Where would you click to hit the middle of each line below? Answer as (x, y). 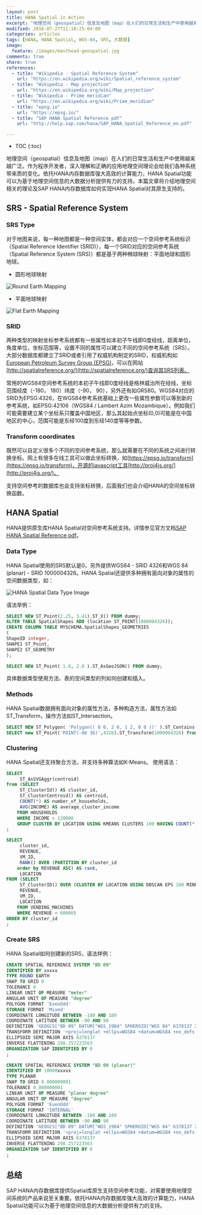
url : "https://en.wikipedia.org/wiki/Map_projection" (86, 90)
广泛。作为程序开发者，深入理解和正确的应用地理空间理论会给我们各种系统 (103, 166)
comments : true (25, 57)
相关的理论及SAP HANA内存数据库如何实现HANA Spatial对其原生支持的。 (97, 189)
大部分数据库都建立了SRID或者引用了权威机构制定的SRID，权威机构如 (92, 355)
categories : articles (33, 34)
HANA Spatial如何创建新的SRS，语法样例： (60, 953)
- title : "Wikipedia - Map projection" (62, 85)
